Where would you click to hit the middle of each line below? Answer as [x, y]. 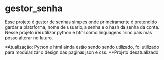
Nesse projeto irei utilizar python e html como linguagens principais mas [79, 32]
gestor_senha [34, 9]
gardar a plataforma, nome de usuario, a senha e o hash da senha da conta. [82, 27]
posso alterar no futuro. [29, 38]
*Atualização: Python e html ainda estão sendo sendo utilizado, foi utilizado [82, 47]
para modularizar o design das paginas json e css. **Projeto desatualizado [82, 52]
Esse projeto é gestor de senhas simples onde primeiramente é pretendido [81, 22]
